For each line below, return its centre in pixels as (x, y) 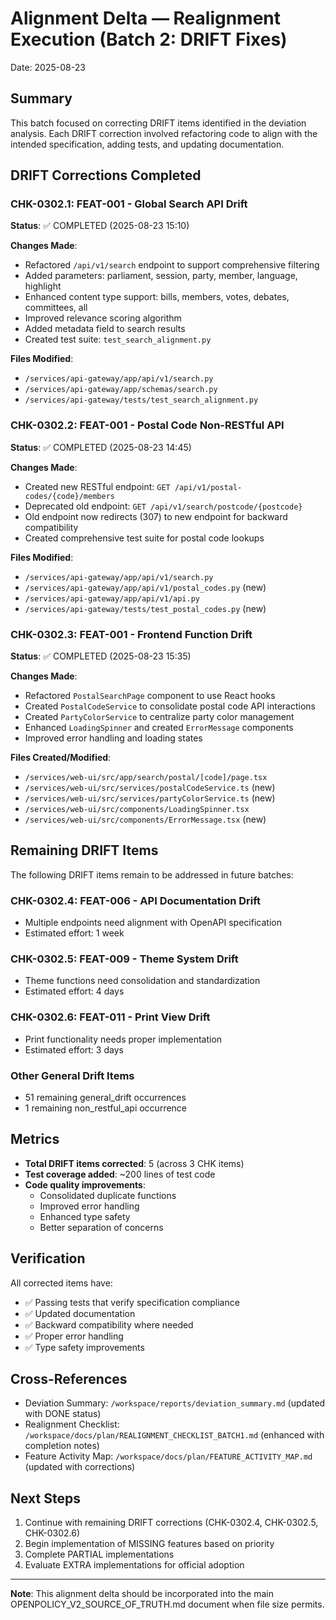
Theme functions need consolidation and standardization (142, 981)
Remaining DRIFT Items (84, 850)
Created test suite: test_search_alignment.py (118, 339)
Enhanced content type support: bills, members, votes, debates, (157, 297)
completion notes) (62, 1446)
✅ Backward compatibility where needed (109, 1324)
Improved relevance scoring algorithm (103, 318)
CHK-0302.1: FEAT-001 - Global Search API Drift (129, 204)
